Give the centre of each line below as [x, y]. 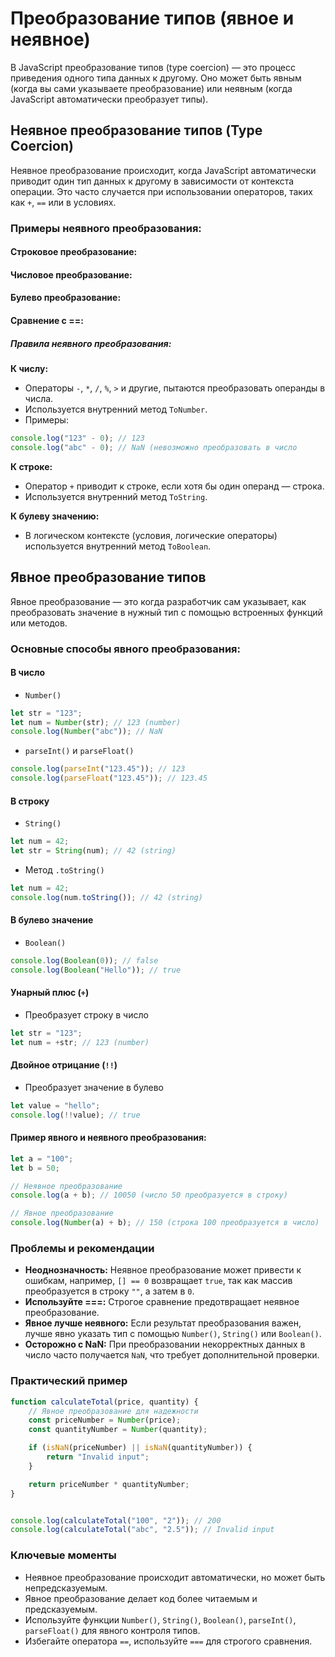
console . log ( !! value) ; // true [75, 1115]
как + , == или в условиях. [63, 202]
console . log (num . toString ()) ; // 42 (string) [106, 897]
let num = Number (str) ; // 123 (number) [96, 722]
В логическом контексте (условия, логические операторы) [151, 535]
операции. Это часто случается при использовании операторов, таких [161, 191]
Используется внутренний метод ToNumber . [116, 409]
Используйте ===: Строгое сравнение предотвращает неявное [162, 1302]
